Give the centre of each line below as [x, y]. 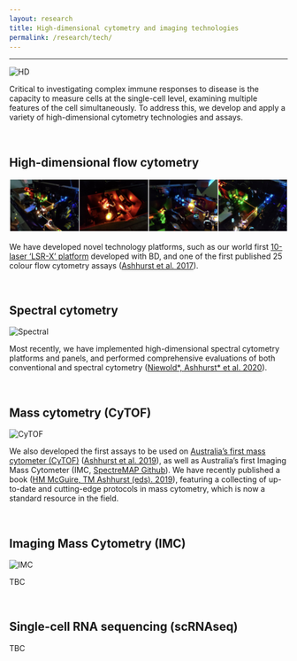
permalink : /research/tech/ [61, 37]
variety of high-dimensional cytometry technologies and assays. [126, 117]
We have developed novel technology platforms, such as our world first [139, 246]
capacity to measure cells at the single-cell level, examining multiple [133, 98]
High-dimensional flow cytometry [104, 163]
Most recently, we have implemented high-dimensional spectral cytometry [145, 349]
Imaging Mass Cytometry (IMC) [98, 544]
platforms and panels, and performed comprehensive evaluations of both [142, 358]
